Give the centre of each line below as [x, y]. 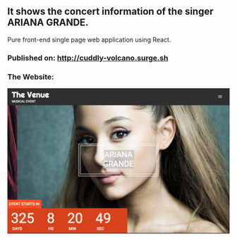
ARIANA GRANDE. [48, 23]
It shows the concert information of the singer [110, 12]
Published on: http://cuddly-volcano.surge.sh [88, 58]
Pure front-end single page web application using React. [89, 39]
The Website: [31, 77]
